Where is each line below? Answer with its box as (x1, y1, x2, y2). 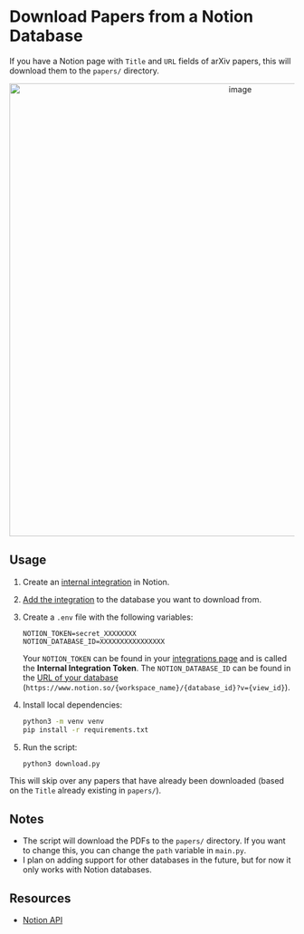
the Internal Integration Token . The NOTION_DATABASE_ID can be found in (22, 662, 291, 673)
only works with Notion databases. (22, 864, 152, 875)
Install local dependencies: (22, 699, 123, 710)
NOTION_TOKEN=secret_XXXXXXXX (22, 629, 138, 638)
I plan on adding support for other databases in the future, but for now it (22, 854, 291, 866)
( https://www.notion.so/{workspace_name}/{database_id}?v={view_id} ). (22, 681, 291, 692)
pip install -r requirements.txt (22, 725, 149, 735)
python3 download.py (22, 759, 100, 768)
